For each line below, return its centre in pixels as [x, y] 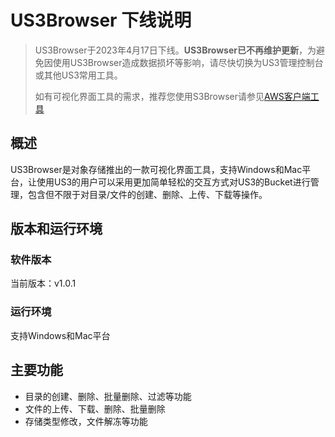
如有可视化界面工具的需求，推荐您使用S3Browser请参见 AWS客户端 [172, 96]
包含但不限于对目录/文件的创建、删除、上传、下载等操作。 [147, 194]
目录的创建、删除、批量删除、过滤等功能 [108, 396]
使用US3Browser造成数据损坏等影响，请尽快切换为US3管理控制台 [188, 62]
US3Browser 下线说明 [101, 20]
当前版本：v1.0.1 [43, 283]
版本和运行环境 [56, 229]
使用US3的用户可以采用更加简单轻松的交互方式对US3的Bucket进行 [173, 182]
